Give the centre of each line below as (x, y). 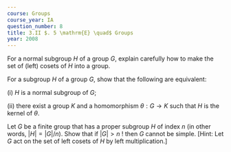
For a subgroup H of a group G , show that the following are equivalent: (107, 79)
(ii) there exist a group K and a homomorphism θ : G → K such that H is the (113, 106)
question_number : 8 (35, 26)
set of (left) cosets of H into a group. (59, 66)
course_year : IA (30, 20)
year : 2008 (23, 39)
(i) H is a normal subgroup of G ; (52, 93)
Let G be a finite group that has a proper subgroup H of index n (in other (109, 127)
